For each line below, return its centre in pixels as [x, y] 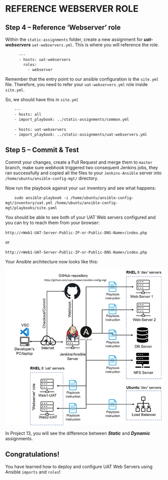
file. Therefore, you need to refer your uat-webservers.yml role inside [76, 84]
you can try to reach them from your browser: [53, 223]
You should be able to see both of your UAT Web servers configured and [80, 217]
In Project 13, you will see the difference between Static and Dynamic [78, 433]
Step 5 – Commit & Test [42, 150]
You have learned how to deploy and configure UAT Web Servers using [79, 466]
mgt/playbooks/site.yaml [31, 208]
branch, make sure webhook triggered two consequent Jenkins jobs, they [82, 167]
